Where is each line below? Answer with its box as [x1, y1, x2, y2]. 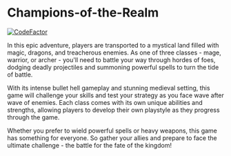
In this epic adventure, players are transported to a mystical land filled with [7, 41, 219, 49]
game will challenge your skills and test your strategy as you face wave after [7, 91, 224, 99]
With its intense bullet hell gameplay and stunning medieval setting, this [7, 84, 210, 92]
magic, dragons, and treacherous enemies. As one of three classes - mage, [7, 48, 222, 57]
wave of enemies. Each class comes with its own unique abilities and [7, 98, 203, 106]
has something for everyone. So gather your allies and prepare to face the [7, 133, 217, 142]
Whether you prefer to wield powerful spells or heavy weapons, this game [7, 126, 217, 135]
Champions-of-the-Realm [7, 5, 159, 21]
